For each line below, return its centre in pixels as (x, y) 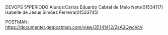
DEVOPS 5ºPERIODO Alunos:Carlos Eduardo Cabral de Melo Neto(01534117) (84, 7)
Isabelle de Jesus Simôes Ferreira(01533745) (52, 12)
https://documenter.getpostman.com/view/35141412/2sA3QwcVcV (74, 27)
